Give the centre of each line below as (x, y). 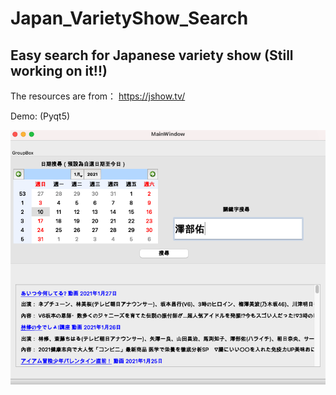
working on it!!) (59, 70)
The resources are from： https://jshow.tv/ (98, 96)
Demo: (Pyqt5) (40, 116)
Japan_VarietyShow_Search (129, 18)
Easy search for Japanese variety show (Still (152, 55)
